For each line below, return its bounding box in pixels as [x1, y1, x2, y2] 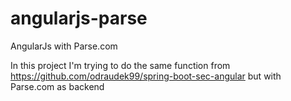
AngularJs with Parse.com [10, 40, 118, 52]
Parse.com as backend [10, 80, 105, 92]
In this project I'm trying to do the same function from [10, 59, 231, 71]
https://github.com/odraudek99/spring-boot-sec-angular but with [10, 70, 282, 82]
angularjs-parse [10, 7, 148, 30]
